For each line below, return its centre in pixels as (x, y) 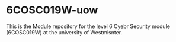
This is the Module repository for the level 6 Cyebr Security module (88, 26)
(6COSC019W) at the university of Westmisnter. (64, 32)
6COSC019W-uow (52, 10)
